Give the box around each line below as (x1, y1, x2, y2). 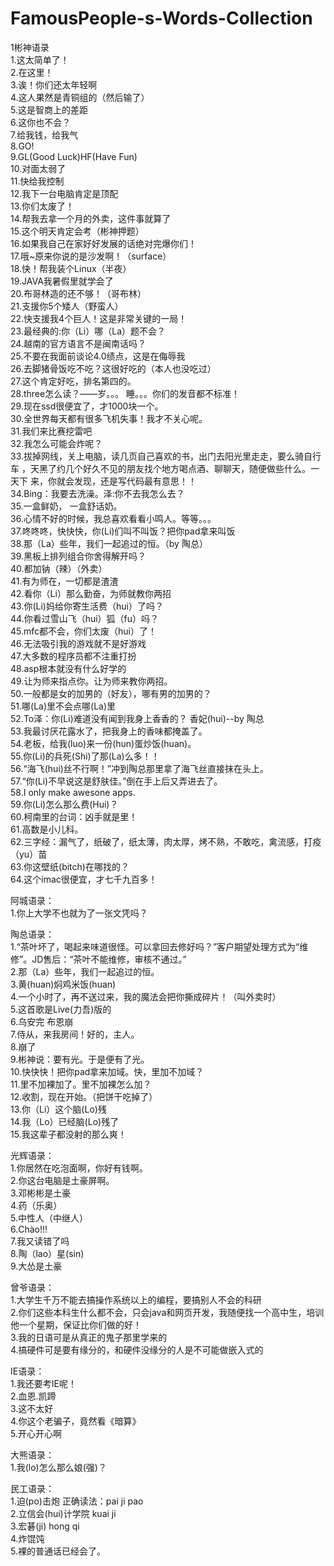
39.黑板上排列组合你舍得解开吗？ (10, 550, 147, 562)
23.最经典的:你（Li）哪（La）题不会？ (10, 325, 167, 337)
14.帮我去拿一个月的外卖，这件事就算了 (10, 212, 172, 224)
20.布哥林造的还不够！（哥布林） (10, 287, 147, 299)
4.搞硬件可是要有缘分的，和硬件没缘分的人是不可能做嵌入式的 (10, 1343, 264, 1356)
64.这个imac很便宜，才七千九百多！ (10, 873, 158, 885)
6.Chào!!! (10, 1223, 48, 1235)
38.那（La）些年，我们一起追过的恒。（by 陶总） (10, 537, 208, 549)
